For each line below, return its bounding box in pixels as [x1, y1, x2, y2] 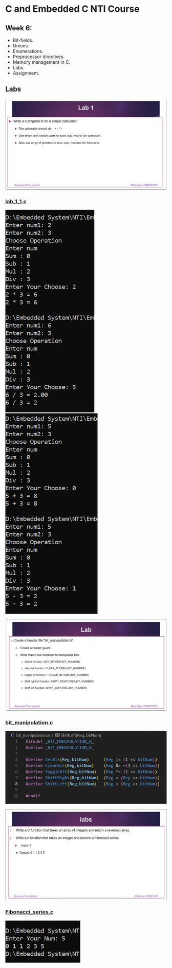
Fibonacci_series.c [5, 908, 54, 916]
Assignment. [12, 70, 39, 76]
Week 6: [5, 24, 32, 32]
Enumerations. [12, 48, 44, 54]
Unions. [12, 43, 29, 49]
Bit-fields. [12, 37, 34, 43]
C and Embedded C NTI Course [5, 3, 140, 15]
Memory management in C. [12, 59, 71, 65]
